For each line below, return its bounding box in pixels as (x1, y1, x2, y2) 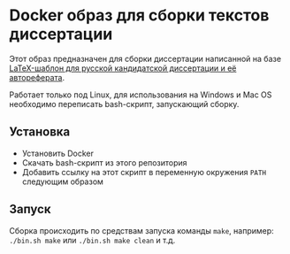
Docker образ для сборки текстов (9, 5, 270, 26)
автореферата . (9, 72, 65, 82)
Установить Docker (21, 148, 95, 158)
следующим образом (21, 176, 104, 187)
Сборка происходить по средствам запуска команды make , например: (9, 225, 274, 235)
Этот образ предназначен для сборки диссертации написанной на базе (9, 53, 281, 64)
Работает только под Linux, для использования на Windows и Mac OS (9, 89, 272, 100)
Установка (9, 125, 71, 140)
